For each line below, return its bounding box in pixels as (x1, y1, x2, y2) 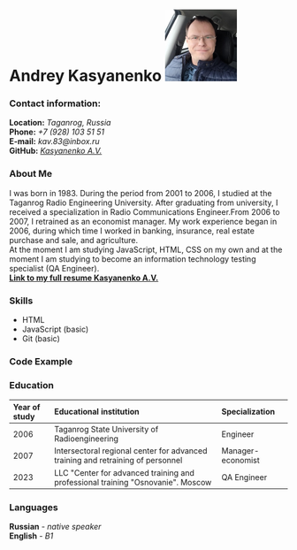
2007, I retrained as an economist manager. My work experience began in (9, 216, 278, 226)
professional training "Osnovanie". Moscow (54, 477, 212, 487)
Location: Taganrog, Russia (9, 118, 111, 128)
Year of (12, 401, 41, 412)
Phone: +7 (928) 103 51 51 (9, 126, 104, 137)
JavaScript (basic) (21, 324, 89, 335)
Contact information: (9, 97, 102, 110)
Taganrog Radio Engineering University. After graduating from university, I (9, 197, 278, 208)
